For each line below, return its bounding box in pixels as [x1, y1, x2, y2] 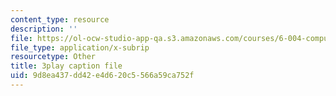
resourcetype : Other [10, 52, 97, 62]
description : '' [10, 24, 78, 34]
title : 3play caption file [10, 61, 123, 71]
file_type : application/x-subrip [10, 42, 150, 53]
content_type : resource [10, 14, 110, 25]
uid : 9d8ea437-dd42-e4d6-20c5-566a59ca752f [10, 71, 195, 81]
